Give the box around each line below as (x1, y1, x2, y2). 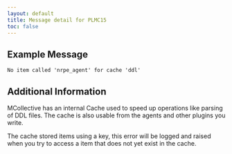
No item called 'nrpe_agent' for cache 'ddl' (7, 67, 141, 74)
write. (7, 119, 24, 126)
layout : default (7, 10, 54, 17)
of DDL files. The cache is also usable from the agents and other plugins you (7, 111, 226, 119)
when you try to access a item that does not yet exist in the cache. (7, 139, 197, 147)
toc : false (7, 23, 39, 30)
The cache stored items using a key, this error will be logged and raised (7, 132, 211, 140)
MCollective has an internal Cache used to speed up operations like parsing (7, 104, 223, 112)
